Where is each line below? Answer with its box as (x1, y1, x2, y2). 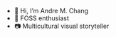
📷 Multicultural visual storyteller (14, 22, 110, 30)
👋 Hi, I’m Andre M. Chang (14, 7, 89, 15)
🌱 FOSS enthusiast (14, 14, 69, 22)
